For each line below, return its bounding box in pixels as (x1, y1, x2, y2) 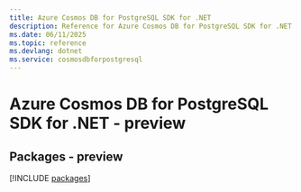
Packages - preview (9, 149, 123, 164)
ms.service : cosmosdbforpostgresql (9, 55, 143, 64)
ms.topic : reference (9, 38, 87, 48)
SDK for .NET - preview (9, 114, 187, 133)
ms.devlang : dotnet (9, 47, 83, 56)
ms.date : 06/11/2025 (9, 30, 87, 39)
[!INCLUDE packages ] (9, 173, 91, 183)
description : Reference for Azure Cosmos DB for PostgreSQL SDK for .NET (9, 22, 293, 31)
